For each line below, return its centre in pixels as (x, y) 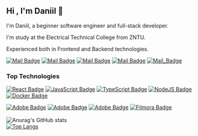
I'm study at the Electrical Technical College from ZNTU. (76, 37)
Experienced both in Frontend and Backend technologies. (77, 49)
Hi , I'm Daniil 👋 (35, 11)
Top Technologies (33, 76)
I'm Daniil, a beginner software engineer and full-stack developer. (87, 25)
